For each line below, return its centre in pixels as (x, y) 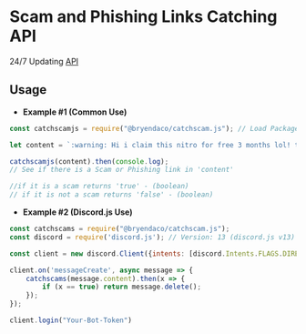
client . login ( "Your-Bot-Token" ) (71, 320)
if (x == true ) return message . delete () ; (122, 287)
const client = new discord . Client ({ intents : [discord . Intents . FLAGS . (146, 253)
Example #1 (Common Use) (75, 112)
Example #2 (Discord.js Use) (77, 212)
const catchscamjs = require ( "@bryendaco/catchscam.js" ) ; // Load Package (154, 128)
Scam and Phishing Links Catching (143, 17)
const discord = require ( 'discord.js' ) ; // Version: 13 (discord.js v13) (153, 237)
